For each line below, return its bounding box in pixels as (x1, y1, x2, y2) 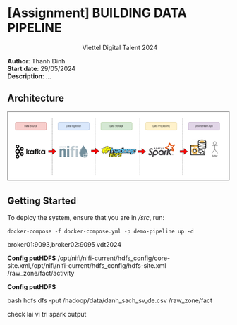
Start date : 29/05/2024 (7, 64, 76, 73)
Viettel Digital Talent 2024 (82, 43, 157, 51)
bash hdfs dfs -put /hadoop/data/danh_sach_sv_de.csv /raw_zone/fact (7, 296, 213, 305)
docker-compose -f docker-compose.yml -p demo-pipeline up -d (7, 228, 194, 235)
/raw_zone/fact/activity (7, 269, 75, 278)
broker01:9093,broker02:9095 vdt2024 (7, 240, 122, 249)
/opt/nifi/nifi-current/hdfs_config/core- (57, 254, 171, 262)
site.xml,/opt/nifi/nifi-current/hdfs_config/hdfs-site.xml (7, 262, 166, 270)
